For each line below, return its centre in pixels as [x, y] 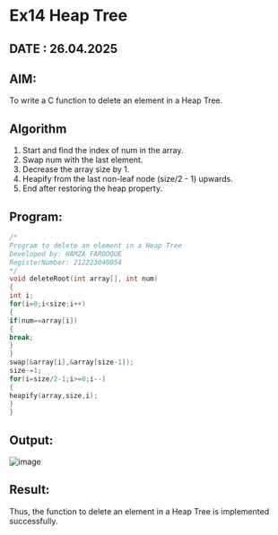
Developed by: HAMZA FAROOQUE [66, 254]
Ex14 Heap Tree [69, 16]
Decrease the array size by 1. [76, 169]
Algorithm [38, 129]
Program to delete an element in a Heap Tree [96, 246]
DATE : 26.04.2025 [64, 49]
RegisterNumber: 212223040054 [66, 262]
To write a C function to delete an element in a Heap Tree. [116, 100]
